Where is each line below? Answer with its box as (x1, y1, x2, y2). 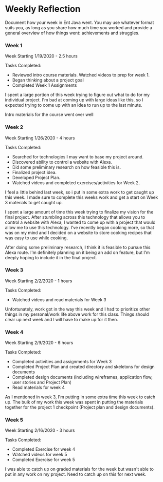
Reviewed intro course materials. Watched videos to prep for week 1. (12, 72, 150, 78)
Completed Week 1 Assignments (12, 82, 77, 88)
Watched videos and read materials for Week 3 (12, 296, 107, 303)
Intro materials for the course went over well (5, 112, 94, 117)
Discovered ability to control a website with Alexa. (12, 159, 112, 165)
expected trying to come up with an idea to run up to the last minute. (5, 102, 143, 108)
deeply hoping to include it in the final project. (5, 254, 97, 260)
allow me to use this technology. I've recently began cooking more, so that (5, 224, 154, 230)
